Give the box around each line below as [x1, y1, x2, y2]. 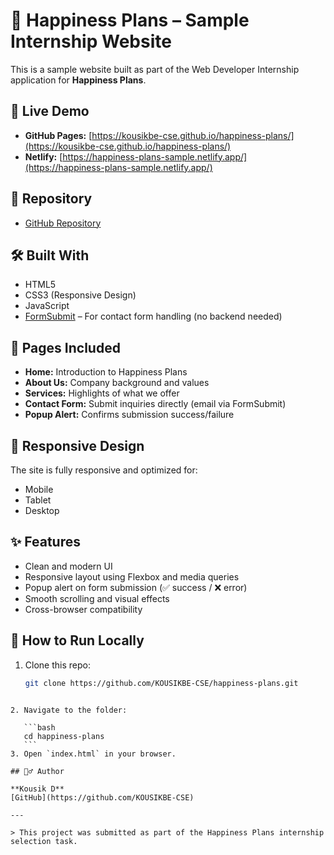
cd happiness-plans [23, 731, 105, 741]
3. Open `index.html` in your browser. [10, 749, 177, 759]
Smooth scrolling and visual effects [24, 592, 170, 604]
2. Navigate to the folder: [10, 705, 128, 715]
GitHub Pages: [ [24, 129, 93, 141]
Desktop [24, 505, 60, 516]
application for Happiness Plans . [10, 74, 147, 86]
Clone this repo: [24, 659, 91, 671]
